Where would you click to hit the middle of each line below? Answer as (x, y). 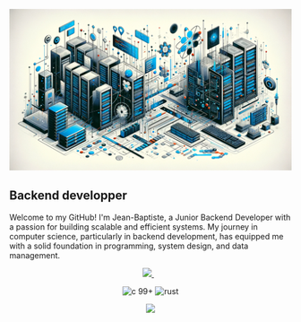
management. (35, 255)
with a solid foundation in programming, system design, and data (129, 246)
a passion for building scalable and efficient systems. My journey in (133, 226)
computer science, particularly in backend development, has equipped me (146, 236)
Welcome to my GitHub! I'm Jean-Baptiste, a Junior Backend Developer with (150, 217)
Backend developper (69, 196)
